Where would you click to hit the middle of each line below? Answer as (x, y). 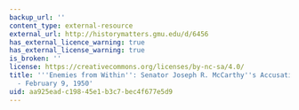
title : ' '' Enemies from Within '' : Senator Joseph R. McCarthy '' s (133, 75)
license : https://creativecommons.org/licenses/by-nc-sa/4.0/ (127, 67)
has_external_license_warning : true (77, 51)
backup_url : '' (37, 17)
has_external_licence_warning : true (77, 42)
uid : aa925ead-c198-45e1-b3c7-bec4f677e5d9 (91, 91)
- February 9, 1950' (55, 83)
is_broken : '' (36, 59)
